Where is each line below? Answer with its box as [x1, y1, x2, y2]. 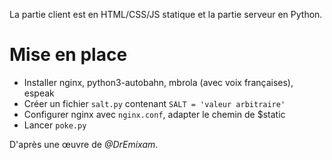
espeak [23, 87, 55, 99]
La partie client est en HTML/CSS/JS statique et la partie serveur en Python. [9, 9, 323, 20]
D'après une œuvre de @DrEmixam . [9, 138, 159, 150]
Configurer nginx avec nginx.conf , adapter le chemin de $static [23, 108, 286, 120]
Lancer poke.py [23, 119, 87, 131]
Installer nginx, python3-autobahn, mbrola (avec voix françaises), [23, 76, 294, 88]
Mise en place [9, 44, 128, 66]
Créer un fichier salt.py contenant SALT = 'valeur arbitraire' [23, 97, 286, 109]
